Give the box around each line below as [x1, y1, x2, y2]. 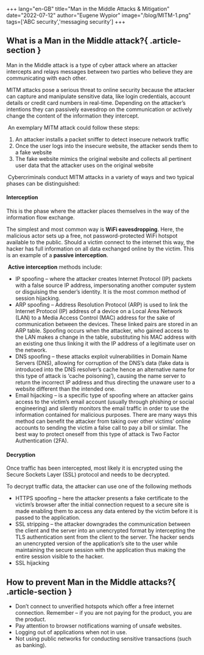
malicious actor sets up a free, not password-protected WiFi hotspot [6, 232, 178, 239]
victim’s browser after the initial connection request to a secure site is [15, 501, 189, 508]
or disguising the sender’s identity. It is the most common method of [15, 288, 186, 296]
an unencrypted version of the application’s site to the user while [15, 540, 178, 547]
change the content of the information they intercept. [6, 112, 139, 119]
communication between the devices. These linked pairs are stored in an [15, 320, 198, 328]
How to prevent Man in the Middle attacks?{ [6, 577, 176, 587]
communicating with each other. [6, 74, 87, 82]
